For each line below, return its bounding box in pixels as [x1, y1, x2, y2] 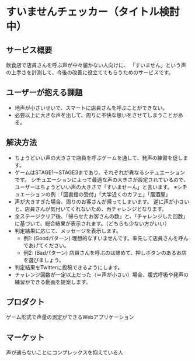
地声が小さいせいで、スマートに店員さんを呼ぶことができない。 [14, 104, 168, 111]
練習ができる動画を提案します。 [14, 278, 92, 285]
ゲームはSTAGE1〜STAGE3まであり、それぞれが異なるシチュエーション [14, 169, 186, 176]
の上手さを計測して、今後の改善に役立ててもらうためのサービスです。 [6, 69, 174, 76]
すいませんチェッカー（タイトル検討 [6, 5, 180, 19]
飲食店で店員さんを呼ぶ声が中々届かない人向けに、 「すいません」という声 [6, 62, 187, 68]
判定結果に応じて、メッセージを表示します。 [14, 227, 121, 234]
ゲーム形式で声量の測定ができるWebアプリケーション [6, 314, 134, 321]
